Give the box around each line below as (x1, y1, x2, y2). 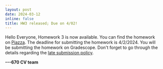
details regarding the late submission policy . (5, 50, 94, 56)
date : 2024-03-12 (5, 12, 41, 17)
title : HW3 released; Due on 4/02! (5, 21, 78, 26)
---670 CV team (5, 59, 38, 65)
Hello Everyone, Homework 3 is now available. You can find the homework (5, 34, 155, 40)
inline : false (5, 16, 34, 21)
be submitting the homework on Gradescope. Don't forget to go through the (5, 45, 158, 50)
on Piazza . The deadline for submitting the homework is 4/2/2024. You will (5, 40, 156, 46)
